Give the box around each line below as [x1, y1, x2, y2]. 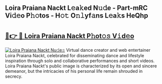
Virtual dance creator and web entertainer [66, 47, 151, 53]
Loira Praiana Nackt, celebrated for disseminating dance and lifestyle [5, 53, 144, 58]
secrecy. [5, 73, 23, 79]
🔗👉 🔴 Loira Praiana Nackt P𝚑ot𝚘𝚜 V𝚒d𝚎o [5, 32, 135, 40]
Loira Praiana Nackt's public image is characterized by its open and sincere [5, 63, 157, 69]
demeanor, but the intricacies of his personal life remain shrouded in [5, 68, 143, 74]
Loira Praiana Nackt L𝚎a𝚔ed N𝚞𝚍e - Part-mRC [5, 4, 148, 12]
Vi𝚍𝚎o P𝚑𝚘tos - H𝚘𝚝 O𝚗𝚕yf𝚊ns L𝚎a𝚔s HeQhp [5, 12, 148, 20]
